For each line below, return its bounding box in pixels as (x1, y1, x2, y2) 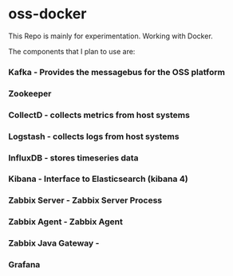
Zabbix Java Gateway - (8, 238, 100, 249)
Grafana (8, 259, 41, 270)
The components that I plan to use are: (8, 46, 136, 56)
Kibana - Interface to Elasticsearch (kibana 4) (8, 173, 189, 184)
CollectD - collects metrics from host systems (8, 109, 190, 120)
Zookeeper (8, 88, 52, 99)
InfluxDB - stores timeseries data (8, 152, 139, 164)
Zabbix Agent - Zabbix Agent (8, 216, 124, 227)
